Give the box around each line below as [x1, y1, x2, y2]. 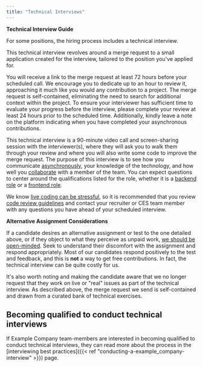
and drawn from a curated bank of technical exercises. [6, 292, 143, 299]
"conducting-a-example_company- [97, 348, 185, 355]
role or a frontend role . [6, 181, 62, 188]
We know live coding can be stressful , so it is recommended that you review [6, 193, 196, 200]
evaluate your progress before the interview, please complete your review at [6, 105, 196, 112]
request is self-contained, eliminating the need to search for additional [6, 92, 181, 100]
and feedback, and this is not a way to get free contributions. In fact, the [6, 255, 187, 262]
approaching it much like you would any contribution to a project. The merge [6, 86, 197, 94]
